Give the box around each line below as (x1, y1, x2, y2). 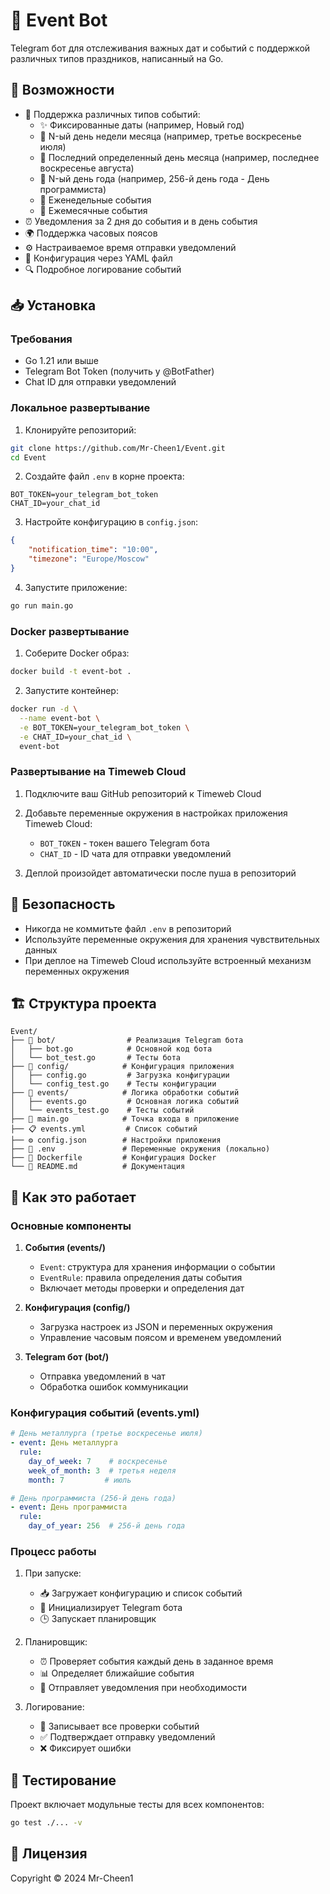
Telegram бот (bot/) (24, 1351, 110, 1363)
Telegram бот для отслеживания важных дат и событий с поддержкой (10, 42, 311, 54)
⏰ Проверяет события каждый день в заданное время (39, 1655, 274, 1668)
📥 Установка (10, 297, 97, 314)
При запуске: (24, 1567, 82, 1579)
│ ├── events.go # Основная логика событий (10, 1097, 240, 1107)
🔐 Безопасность (10, 896, 116, 913)
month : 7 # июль (28, 1475, 132, 1485)
